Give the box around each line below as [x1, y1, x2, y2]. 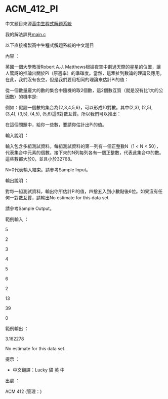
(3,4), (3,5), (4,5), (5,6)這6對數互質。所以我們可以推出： [5, 110, 121, 117]
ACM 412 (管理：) [5, 388, 42, 394]
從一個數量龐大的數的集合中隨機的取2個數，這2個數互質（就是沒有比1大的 [5, 87, 159, 93]
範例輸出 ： [5, 325, 29, 331]
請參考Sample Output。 [5, 205, 55, 211]
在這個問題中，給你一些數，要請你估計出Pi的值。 [5, 121, 107, 128]
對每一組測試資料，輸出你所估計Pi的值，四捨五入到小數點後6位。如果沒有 [5, 188, 158, 194]
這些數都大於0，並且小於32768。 [5, 156, 75, 162]
